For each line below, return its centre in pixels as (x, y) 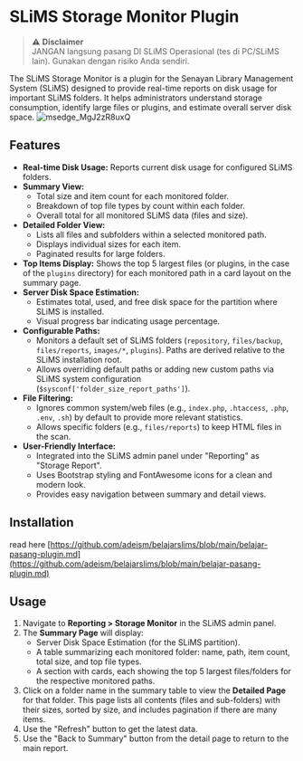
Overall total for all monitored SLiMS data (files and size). (142, 215)
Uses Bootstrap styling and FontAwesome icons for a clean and (154, 475)
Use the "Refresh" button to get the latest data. (110, 729)
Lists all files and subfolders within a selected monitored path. (151, 234)
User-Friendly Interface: (69, 446)
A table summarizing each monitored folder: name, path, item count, (163, 652)
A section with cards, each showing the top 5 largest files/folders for (164, 671)
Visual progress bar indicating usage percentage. (128, 321)
